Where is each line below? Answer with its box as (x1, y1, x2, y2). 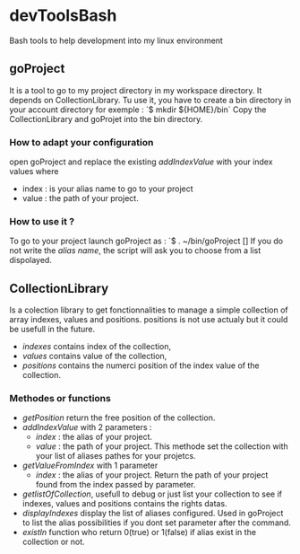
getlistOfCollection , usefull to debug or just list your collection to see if (21, 488, 282, 499)
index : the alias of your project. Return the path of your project (35, 470, 269, 480)
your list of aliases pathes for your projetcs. (35, 451, 196, 462)
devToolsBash (9, 5, 117, 26)
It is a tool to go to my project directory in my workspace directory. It (9, 84, 262, 95)
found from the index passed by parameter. (35, 479, 196, 490)
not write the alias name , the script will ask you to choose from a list (9, 245, 261, 256)
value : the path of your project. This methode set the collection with (35, 441, 288, 452)
